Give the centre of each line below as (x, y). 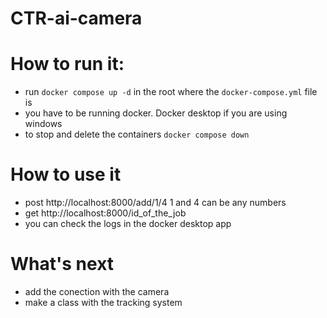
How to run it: (67, 64)
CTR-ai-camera (76, 18)
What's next (62, 264)
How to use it (66, 174)
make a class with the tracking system (103, 302)
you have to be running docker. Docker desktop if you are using (156, 113)
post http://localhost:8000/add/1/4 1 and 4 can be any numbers (155, 203)
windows (43, 124)
